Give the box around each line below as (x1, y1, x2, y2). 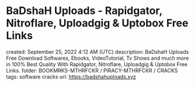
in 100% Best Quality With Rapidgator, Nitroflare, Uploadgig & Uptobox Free (6, 60, 188, 68)
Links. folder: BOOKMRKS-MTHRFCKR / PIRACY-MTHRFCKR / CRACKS (6, 67, 178, 74)
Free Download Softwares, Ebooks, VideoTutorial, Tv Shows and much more (6, 54, 189, 61)
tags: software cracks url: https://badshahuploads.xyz (6, 73, 136, 80)
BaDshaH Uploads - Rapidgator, (6, 4, 162, 18)
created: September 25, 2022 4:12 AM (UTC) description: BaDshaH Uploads (6, 48, 189, 55)
